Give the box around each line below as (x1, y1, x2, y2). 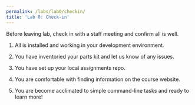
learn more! (14, 93, 43, 100)
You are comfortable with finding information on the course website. (14, 76, 181, 83)
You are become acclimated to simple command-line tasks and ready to (14, 87, 190, 94)
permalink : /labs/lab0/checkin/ (6, 8, 85, 15)
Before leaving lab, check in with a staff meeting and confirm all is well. (6, 30, 179, 37)
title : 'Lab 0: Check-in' (6, 14, 70, 20)
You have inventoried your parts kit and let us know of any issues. (14, 53, 175, 60)
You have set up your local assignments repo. (14, 64, 125, 71)
